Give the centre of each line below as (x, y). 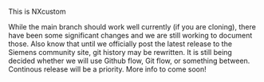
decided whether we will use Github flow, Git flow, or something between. (129, 61)
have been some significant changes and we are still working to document (130, 35)
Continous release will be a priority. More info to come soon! (108, 69)
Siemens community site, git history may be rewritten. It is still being (120, 52)
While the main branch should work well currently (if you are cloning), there (132, 27)
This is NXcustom (37, 12)
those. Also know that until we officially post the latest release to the (120, 44)
